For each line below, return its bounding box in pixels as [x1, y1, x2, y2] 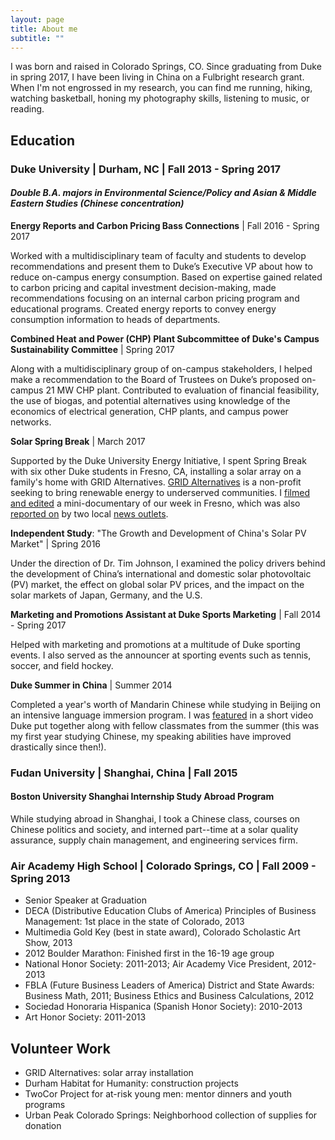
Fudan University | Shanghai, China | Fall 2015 [10, 766, 238, 780]
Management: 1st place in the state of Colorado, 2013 [24, 916, 245, 928]
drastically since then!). [10, 741, 107, 753]
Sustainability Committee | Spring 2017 [10, 343, 175, 355]
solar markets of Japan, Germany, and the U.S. [10, 589, 203, 601]
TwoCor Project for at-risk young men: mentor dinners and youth [24, 1088, 293, 1100]
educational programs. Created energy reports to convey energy [10, 302, 277, 315]
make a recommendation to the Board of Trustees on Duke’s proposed [10, 373, 300, 385]
